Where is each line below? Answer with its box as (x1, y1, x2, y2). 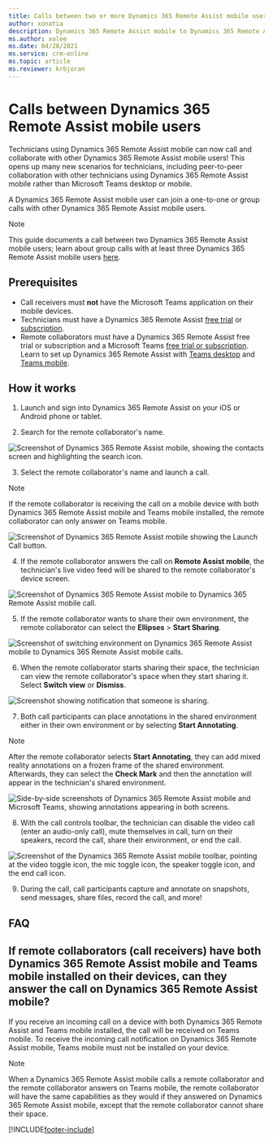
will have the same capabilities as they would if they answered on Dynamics (8, 1092, 262, 1101)
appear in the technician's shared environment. (8, 778, 167, 788)
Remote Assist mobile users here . (8, 252, 121, 261)
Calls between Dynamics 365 (8, 99, 210, 118)
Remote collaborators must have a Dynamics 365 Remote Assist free (19, 331, 250, 342)
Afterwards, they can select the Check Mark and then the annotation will (8, 769, 252, 779)
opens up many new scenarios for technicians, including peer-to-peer (8, 161, 243, 171)
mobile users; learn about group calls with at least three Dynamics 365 (8, 243, 245, 253)
